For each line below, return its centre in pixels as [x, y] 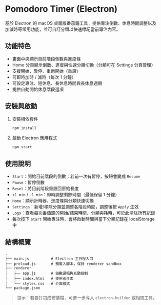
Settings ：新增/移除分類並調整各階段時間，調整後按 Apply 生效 [75, 207]
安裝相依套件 [25, 119]
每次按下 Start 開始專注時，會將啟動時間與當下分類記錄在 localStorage [83, 219]
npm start [22, 147]
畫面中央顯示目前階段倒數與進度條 [46, 59]
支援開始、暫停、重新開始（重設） [46, 71]
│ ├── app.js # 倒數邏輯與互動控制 [47, 273]
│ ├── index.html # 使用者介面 [40, 278]
